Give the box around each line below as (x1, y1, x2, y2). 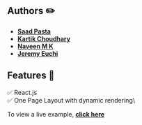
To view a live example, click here (7, 110, 105, 118)
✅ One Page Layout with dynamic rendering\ (7, 96, 136, 104)
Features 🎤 (7, 70, 55, 82)
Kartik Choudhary (17, 34, 71, 43)
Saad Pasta (17, 27, 51, 36)
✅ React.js (7, 88, 38, 96)
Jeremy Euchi (17, 49, 58, 57)
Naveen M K (17, 42, 54, 50)
